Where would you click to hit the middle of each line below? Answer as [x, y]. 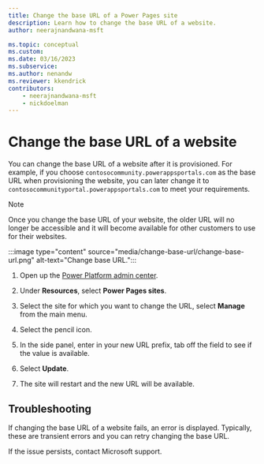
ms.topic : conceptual [44, 44]
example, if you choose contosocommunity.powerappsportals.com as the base [132, 172]
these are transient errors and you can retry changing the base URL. [119, 436]
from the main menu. [54, 314]
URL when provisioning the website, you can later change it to [109, 181]
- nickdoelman [45, 103]
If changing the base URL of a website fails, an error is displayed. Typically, [130, 428]
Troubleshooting [50, 408]
